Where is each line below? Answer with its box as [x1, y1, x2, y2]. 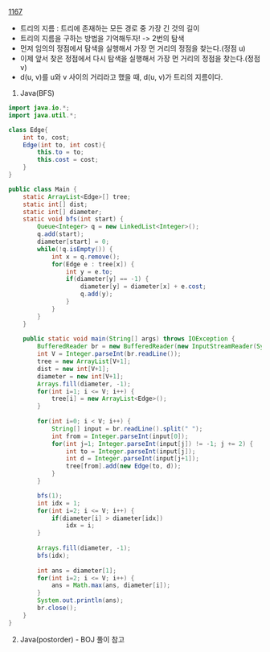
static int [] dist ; [22, 200, 88, 208]
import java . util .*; [8, 111, 78, 119]
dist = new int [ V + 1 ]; [37, 365, 110, 373]
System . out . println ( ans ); [37, 596, 125, 605]
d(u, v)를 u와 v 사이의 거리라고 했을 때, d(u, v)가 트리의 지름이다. [19, 72, 223, 81]
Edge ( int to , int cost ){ [22, 141, 106, 149]
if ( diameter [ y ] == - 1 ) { [65, 275, 149, 283]
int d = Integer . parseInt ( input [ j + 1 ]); [65, 455, 199, 463]
